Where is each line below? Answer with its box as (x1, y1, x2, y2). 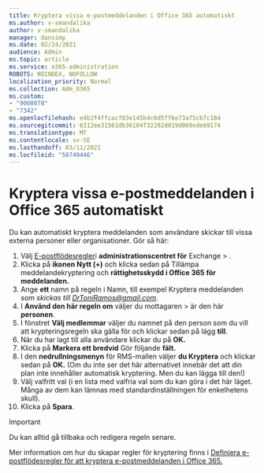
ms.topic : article (9, 56, 69, 64)
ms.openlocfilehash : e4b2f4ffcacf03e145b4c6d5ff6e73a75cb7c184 (9, 114, 221, 122)
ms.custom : (9, 92, 45, 100)
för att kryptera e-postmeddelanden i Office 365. (64, 456, 223, 466)
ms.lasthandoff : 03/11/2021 (9, 143, 102, 151)
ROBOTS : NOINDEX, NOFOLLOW (9, 70, 98, 78)
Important (9, 417, 41, 426)
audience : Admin (9, 48, 62, 56)
